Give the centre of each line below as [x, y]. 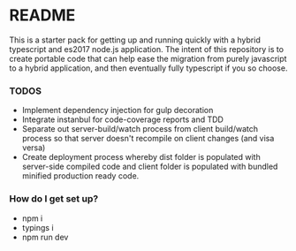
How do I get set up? [54, 199]
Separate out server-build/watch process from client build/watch [140, 129]
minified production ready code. [80, 176]
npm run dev [45, 237]
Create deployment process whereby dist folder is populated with [141, 157]
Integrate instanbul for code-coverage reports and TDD [122, 119]
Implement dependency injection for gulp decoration [118, 110]
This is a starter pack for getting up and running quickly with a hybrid [135, 40]
